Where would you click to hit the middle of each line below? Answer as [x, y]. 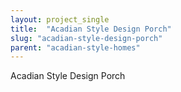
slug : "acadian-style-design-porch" [86, 38]
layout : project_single [60, 19]
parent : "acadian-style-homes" [75, 47]
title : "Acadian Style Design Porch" [91, 29]
